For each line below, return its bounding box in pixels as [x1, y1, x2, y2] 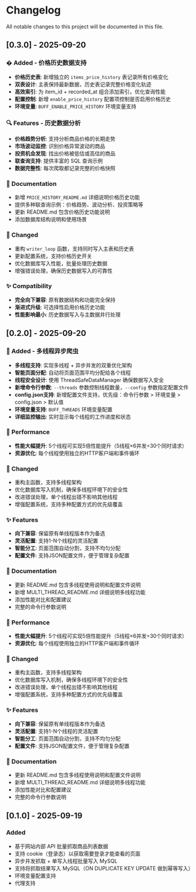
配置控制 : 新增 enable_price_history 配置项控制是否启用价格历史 [14, 95, 171, 102]
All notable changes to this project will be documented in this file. [6, 23, 164, 30]
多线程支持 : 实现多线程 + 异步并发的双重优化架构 [14, 361, 132, 368]
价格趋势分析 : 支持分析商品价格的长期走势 [14, 135, 116, 142]
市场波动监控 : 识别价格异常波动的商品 [14, 142, 106, 149]
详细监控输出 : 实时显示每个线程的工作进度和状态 [14, 413, 131, 420]
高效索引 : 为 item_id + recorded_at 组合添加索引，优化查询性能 [14, 88, 166, 95]
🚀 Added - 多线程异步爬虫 [6, 347, 79, 355]
